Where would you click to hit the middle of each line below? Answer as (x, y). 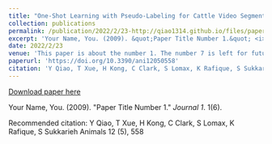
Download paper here (45, 91)
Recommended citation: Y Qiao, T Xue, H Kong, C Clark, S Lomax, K (121, 123)
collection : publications (52, 23)
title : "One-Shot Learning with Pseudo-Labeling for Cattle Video (123, 16)
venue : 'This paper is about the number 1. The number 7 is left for (128, 53)
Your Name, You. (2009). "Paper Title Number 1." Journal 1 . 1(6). (115, 107)
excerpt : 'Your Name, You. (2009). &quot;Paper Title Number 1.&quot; (130, 38)
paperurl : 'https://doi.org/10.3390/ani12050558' (94, 61)
